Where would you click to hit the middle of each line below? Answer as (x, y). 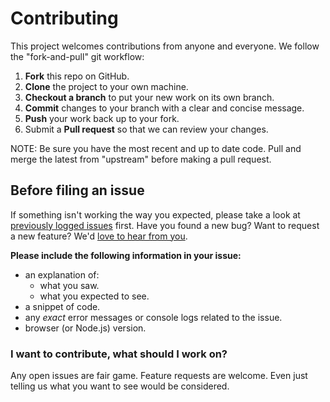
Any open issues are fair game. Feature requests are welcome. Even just (159, 376)
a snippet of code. (62, 306)
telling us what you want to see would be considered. (120, 386)
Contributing (64, 18)
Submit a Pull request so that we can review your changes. (146, 129)
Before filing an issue (77, 190)
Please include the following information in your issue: (126, 255)
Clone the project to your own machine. (106, 86)
